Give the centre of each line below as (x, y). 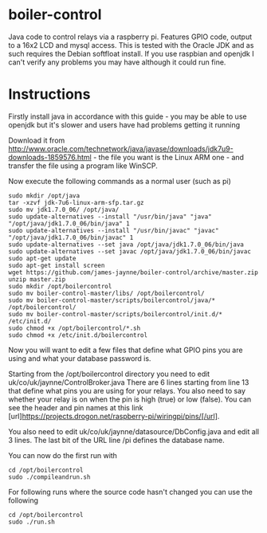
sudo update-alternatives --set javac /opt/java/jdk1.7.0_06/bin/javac (130, 251)
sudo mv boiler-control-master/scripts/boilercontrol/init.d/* (116, 314)
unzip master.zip (37, 279)
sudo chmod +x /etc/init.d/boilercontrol (78, 335)
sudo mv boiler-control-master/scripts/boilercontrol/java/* (112, 300)
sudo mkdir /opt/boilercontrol (60, 286)
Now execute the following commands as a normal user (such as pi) (120, 181)
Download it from (37, 140)
